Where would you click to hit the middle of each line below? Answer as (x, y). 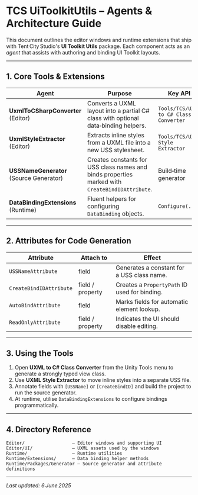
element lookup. (138, 309)
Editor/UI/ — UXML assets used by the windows (83, 448)
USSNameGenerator (38, 171)
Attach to (94, 258)
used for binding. (139, 292)
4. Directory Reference (49, 430)
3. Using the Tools (40, 353)
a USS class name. (141, 275)
